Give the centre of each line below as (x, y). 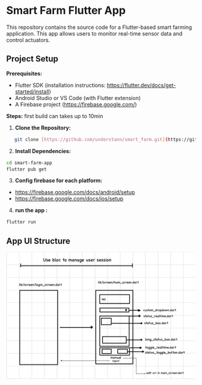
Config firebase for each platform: (59, 181)
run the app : (31, 210)
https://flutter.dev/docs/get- (141, 85)
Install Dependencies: (43, 151)
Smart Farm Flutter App (66, 11)
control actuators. (28, 40)
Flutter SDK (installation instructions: (60, 85)
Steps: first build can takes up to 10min (55, 116)
